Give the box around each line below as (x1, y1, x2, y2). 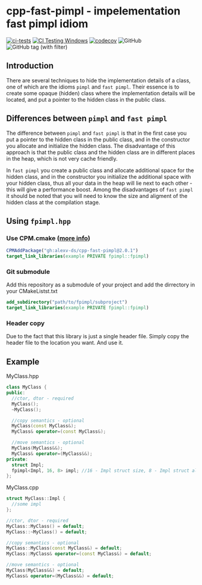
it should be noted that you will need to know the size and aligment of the (6, 192, 188, 199)
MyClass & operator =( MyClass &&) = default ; (6, 573, 114, 579)
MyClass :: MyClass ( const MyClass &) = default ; (6, 545, 122, 551)
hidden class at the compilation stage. (6, 199, 100, 206)
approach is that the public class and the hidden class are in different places (6, 149, 195, 156)
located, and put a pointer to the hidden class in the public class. (6, 96, 167, 103)
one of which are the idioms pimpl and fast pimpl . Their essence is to (6, 83, 179, 90)
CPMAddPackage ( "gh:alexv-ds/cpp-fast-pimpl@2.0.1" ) (6, 248, 138, 254)
